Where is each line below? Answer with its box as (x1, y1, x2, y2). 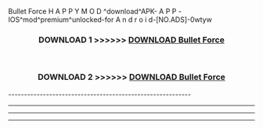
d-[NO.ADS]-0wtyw (148, 15, 213, 24)
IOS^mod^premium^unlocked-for (8, 15, 114, 24)
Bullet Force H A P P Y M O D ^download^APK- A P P (8, 7, 177, 16)
